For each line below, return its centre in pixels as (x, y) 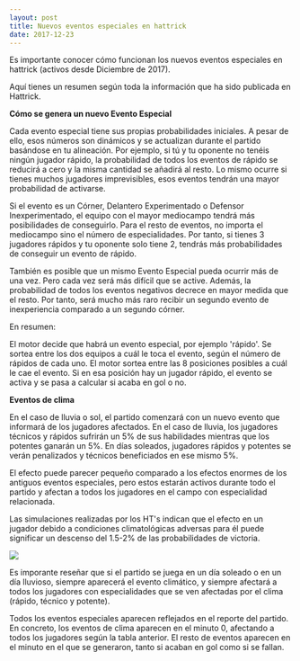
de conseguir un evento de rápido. (73, 254)
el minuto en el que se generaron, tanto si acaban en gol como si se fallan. (147, 648)
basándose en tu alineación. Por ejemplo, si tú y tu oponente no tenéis (139, 150)
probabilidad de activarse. (57, 189)
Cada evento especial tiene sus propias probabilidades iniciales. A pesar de (149, 131)
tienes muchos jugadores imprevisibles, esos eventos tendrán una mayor (145, 179)
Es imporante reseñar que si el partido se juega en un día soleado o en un (146, 573)
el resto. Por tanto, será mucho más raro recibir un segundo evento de (139, 300)
